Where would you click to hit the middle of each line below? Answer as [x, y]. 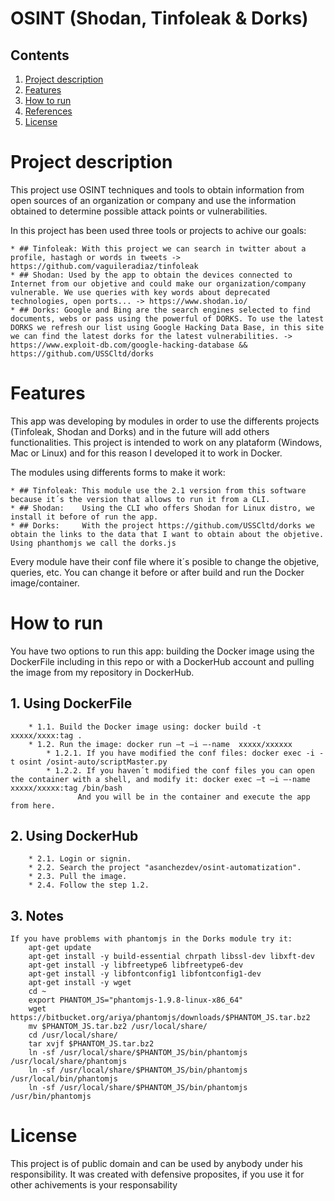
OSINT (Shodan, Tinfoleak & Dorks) [159, 18]
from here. [33, 805]
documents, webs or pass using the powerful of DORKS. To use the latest [167, 318]
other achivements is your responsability [94, 1185]
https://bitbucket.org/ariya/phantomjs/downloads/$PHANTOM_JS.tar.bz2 [160, 1018]
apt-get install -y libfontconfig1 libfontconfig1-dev [145, 974]
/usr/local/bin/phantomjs [64, 1079]
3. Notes [37, 915]
